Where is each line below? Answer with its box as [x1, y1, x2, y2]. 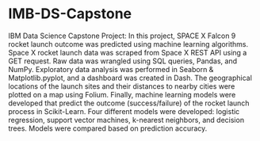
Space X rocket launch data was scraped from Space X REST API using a [8, 48, 247, 57]
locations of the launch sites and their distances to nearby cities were [8, 81, 235, 91]
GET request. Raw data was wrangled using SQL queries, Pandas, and [8, 56, 238, 66]
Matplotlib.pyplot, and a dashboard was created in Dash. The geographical [8, 73, 252, 82]
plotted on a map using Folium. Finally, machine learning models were [8, 90, 236, 99]
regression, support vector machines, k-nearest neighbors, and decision [8, 115, 244, 124]
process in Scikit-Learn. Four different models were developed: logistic [8, 106, 240, 116]
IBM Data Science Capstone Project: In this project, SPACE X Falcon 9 [8, 31, 236, 40]
